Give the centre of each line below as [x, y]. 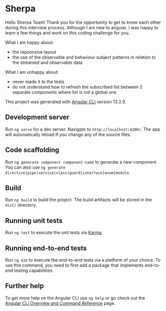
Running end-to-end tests [46, 248]
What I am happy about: [29, 42]
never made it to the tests [38, 82]
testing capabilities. [34, 270]
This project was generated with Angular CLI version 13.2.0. [66, 101]
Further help [25, 286]
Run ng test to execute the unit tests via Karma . [54, 232]
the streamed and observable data [47, 62]
